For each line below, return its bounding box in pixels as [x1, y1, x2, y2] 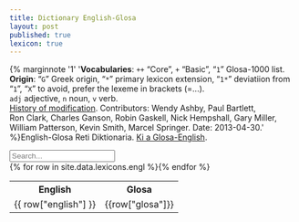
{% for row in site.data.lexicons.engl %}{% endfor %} [9, 162, 211, 173]
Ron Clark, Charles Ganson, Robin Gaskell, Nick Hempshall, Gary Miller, [9, 112, 277, 123]
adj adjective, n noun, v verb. [9, 93, 119, 104]
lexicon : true [9, 38, 64, 48]
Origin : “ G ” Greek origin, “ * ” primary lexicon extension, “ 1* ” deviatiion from [9, 74, 291, 85]
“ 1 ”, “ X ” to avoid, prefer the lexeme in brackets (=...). [9, 83, 205, 94]
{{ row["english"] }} [14, 198, 97, 211]
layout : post [9, 22, 59, 31]
